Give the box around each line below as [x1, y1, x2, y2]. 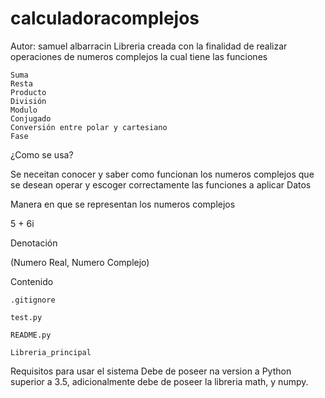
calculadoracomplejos [10, 7, 200, 30]
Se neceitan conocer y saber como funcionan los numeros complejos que [10, 168, 315, 180]
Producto [10, 87, 47, 97]
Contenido [10, 275, 54, 287]
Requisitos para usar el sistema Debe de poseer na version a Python [10, 365, 292, 377]
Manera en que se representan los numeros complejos [10, 198, 236, 210]
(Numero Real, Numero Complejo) [10, 256, 150, 268]
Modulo [10, 105, 38, 115]
